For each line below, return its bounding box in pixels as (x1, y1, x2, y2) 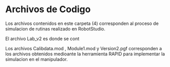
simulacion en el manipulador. (5, 56, 68, 62)
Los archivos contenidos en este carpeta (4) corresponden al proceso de (5, 20, 159, 26)
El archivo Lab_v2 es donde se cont (5, 36, 80, 42)
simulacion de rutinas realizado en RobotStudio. (5, 25, 106, 31)
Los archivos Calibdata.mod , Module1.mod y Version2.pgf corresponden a (5, 45, 162, 51)
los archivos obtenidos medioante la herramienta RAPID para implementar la (5, 51, 165, 57)
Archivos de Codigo (5, 4, 91, 15)
